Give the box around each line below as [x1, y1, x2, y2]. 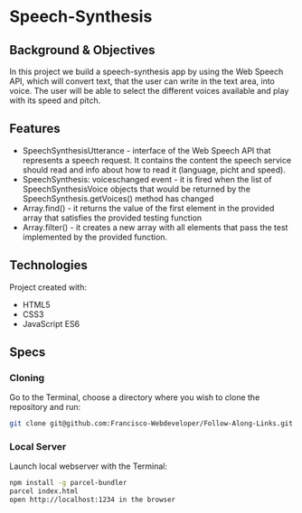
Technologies [9, 257, 89, 273]
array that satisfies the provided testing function [22, 212, 203, 223]
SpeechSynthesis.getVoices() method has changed [22, 192, 214, 204]
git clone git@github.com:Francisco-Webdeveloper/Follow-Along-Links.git [9, 419, 294, 428]
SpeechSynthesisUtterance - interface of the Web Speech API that [22, 145, 271, 155]
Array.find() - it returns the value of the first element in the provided [22, 202, 275, 213]
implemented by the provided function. [22, 231, 168, 242]
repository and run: [9, 402, 81, 413]
